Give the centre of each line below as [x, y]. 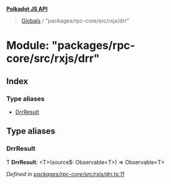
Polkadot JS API [27, 9]
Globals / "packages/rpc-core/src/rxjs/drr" [75, 21]
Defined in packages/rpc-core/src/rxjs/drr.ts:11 [65, 174]
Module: [28, 46]
